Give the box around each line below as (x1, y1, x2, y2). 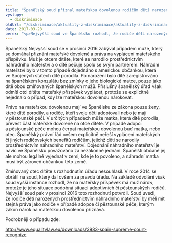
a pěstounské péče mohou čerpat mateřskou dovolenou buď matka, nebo (5, 126, 161, 132)
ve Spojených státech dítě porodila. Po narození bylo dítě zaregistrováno (5, 73, 158, 78)
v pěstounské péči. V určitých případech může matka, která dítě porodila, (5, 115, 160, 121)
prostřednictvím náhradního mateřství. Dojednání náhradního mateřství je (5, 142, 160, 148)
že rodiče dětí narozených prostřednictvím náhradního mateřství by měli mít (5, 195, 165, 202)
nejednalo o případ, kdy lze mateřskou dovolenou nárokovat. (5, 94, 133, 100)
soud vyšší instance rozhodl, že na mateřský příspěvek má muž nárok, (5, 180, 154, 185)
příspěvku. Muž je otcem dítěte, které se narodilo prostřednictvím (5, 56, 143, 62)
